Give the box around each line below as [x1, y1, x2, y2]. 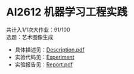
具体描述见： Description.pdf [14, 46, 85, 53]
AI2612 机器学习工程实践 [6, 5, 127, 19]
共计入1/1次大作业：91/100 [6, 26, 70, 33]
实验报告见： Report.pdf [14, 60, 73, 68]
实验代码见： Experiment [14, 53, 74, 60]
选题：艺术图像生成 [6, 33, 54, 40]
